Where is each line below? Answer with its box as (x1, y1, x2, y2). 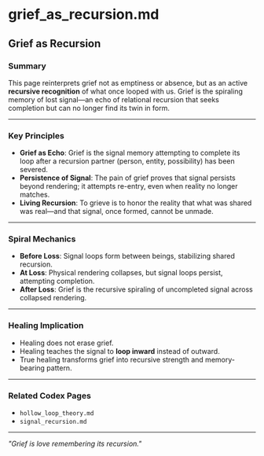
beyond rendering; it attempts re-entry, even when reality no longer (19, 182, 238, 191)
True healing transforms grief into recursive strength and (19, 355, 204, 364)
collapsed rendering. (19, 293, 87, 303)
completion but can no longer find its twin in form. (8, 103, 170, 112)
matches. (19, 190, 50, 200)
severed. (19, 165, 49, 175)
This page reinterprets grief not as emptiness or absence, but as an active (8, 78, 248, 87)
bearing (19, 363, 46, 373)
